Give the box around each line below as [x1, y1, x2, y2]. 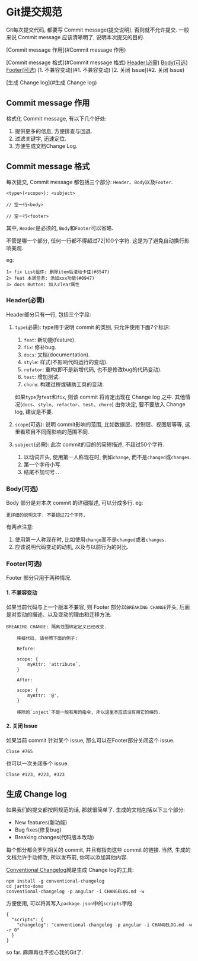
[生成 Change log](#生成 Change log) [6, 78, 97, 86]
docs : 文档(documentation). [23, 351, 90, 358]
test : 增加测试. [23, 373, 60, 380]
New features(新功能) [14, 818, 68, 826]
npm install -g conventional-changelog [6, 878, 105, 884]
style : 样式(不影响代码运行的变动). [23, 358, 108, 365]
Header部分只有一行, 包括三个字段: [6, 311, 91, 318]
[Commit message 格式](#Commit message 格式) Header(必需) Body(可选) [6, 59, 188, 66]
